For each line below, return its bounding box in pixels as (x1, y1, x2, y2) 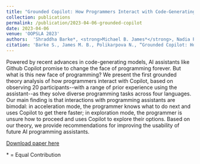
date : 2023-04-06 (6, 25, 49, 32)
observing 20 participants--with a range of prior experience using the (6, 83, 177, 91)
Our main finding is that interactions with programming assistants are (6, 96, 176, 103)
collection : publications (6, 14, 70, 20)
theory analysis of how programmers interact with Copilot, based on (6, 77, 174, 84)
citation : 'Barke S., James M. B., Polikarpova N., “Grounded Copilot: (6, 42, 187, 48)
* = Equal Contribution (6, 151, 61, 158)
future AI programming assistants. (6, 128, 90, 135)
